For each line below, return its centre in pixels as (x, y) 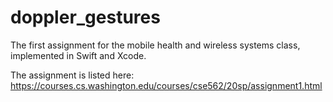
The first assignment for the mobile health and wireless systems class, (155, 45)
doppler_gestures (85, 17)
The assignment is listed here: (72, 75)
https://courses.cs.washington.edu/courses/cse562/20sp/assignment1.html (166, 85)
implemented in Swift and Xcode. (78, 55)
